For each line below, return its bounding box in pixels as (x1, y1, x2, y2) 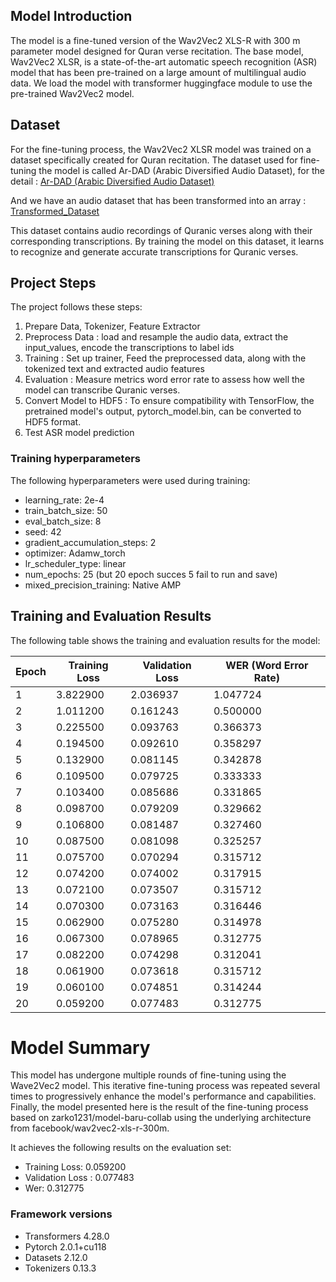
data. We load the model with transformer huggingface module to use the (10, 77, 313, 89)
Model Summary (10, 1036, 151, 1059)
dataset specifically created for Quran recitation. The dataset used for (10, 154, 298, 166)
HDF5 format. (24, 416, 82, 428)
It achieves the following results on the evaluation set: (10, 1142, 232, 1154)
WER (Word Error (225, 658, 309, 672)
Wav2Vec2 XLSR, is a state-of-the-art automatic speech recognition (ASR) (10, 55, 318, 68)
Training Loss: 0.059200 (24, 1161, 127, 1173)
